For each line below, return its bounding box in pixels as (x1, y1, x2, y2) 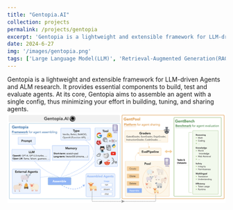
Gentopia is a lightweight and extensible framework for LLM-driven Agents (7, 75, 221, 83)
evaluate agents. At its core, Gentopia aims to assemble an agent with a (7, 90, 212, 98)
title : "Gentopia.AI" (7, 11, 70, 18)
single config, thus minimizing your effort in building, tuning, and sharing (7, 97, 214, 106)
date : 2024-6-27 (7, 40, 54, 48)
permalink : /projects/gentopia (7, 26, 98, 33)
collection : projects (7, 18, 70, 26)
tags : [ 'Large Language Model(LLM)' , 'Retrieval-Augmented (7, 56, 182, 63)
